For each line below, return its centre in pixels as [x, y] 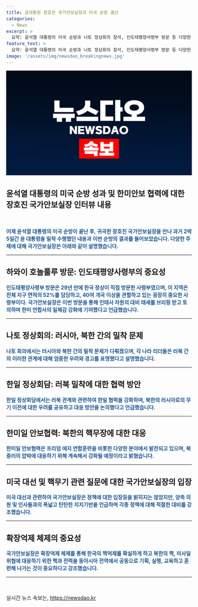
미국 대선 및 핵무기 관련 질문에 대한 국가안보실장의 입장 [99, 482]
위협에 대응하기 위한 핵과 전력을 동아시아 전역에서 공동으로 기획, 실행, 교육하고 [95, 561]
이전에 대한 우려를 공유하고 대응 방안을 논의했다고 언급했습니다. [84, 407]
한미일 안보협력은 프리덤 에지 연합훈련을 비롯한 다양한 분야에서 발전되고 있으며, [95, 448]
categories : [21, 19]
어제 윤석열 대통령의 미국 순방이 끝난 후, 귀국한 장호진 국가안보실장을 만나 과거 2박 [99, 231]
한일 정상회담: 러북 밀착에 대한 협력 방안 [74, 385]
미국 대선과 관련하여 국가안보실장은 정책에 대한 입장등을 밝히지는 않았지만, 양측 [95, 498]
